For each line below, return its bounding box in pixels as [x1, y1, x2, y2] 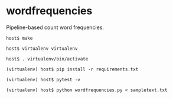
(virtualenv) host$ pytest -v [6, 76, 81, 82]
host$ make [6, 35, 33, 41]
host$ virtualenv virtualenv [6, 46, 78, 52]
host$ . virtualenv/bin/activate [6, 56, 89, 62]
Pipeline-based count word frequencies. [6, 24, 105, 31]
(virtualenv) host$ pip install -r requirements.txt [6, 66, 139, 72]
